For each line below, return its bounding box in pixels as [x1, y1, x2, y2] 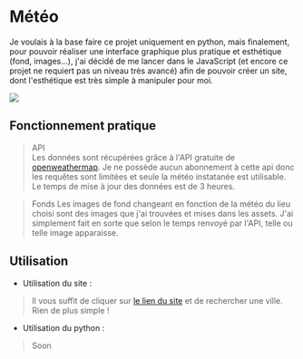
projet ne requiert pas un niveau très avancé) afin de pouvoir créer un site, [9, 65, 288, 76]
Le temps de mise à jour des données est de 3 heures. [31, 180, 236, 191]
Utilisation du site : [22, 277, 93, 288]
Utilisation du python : [22, 322, 105, 333]
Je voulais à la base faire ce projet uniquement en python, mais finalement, [9, 36, 290, 47]
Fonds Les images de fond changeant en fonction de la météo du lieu [31, 198, 291, 209]
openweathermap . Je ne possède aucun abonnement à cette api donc [31, 161, 295, 172]
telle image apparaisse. [31, 227, 119, 238]
